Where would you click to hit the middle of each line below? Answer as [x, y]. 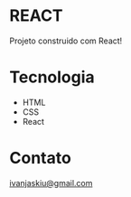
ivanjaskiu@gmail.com [51, 183]
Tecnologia [52, 77]
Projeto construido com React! [66, 41]
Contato [41, 158]
